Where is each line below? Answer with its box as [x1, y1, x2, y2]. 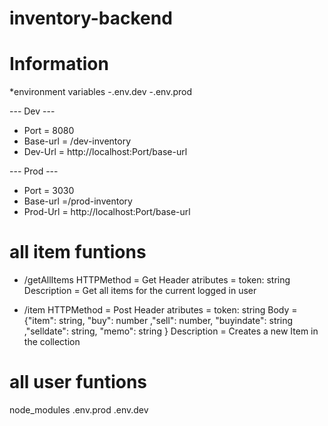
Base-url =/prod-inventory [23, 195, 133, 207]
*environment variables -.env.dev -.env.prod [9, 86, 193, 98]
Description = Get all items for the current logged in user [23, 285, 257, 297]
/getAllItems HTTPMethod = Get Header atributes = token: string [23, 274, 291, 286]
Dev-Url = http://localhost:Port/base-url [23, 146, 188, 158]
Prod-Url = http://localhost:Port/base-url [23, 206, 191, 218]
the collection [23, 336, 81, 348]
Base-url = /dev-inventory [23, 135, 132, 147]
